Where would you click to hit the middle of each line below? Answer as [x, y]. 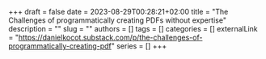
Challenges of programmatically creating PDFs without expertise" [117, 20]
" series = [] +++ [139, 46]
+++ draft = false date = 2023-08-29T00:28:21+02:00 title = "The [118, 12]
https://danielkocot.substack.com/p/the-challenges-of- [110, 37]
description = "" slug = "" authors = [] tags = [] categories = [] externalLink [133, 29]
